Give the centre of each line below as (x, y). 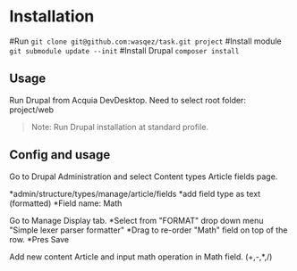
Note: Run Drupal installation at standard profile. (119, 127)
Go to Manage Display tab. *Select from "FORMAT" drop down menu (136, 220)
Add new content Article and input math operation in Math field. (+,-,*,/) (141, 257)
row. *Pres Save (39, 239)
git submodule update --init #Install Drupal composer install (124, 50)
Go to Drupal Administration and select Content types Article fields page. (144, 177)
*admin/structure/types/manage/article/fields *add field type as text (135, 193)
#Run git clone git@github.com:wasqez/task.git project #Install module (145, 41)
